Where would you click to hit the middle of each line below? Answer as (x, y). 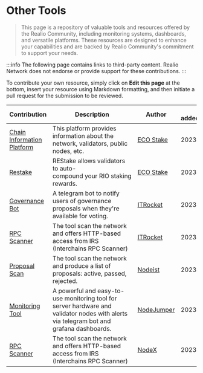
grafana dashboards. (82, 328)
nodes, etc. (68, 151)
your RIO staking (108, 176)
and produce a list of (82, 265)
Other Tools (36, 11)
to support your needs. (50, 53)
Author (156, 114)
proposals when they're (86, 208)
